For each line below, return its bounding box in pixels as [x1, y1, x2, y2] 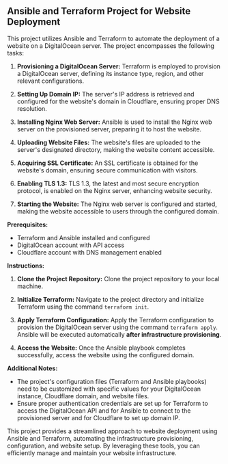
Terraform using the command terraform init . [16, 302, 149, 311]
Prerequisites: [7, 220, 48, 229]
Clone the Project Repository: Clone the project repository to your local [16, 274, 220, 283]
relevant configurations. [16, 77, 85, 85]
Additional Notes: [7, 364, 58, 372]
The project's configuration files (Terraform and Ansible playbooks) [16, 377, 207, 385]
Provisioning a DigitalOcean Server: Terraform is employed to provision [16, 62, 220, 70]
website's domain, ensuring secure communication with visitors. [16, 166, 198, 174]
